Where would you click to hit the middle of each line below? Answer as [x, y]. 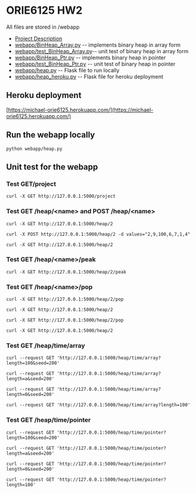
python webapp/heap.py [34, 149]
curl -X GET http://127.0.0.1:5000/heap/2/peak [66, 272]
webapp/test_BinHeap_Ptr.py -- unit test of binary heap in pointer [95, 64]
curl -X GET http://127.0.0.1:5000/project [61, 197]
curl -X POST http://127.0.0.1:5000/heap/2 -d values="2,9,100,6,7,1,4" [98, 234]
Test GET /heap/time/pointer [49, 420]
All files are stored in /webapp [43, 27]
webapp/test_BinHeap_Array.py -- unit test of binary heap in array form [102, 51]
